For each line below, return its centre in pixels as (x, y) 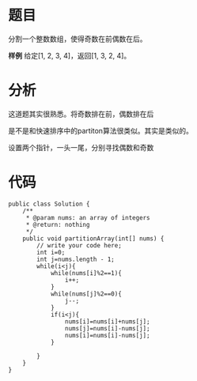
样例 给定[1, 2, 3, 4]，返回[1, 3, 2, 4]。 (70, 55)
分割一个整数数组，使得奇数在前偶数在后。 (78, 39)
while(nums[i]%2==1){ (86, 273)
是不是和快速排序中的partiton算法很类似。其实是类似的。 (101, 130)
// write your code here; (80, 245)
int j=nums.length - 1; (76, 259)
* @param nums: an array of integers (88, 217)
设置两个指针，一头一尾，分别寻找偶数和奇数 (81, 147)
